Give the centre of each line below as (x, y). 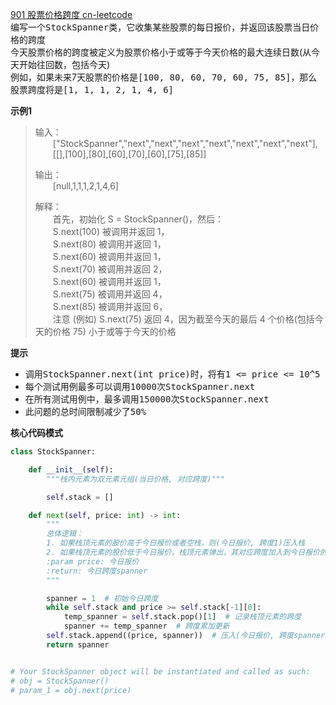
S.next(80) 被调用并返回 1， (109, 244)
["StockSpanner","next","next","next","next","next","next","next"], (185, 143)
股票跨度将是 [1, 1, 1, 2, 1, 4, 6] (92, 89)
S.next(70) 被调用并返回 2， (110, 269)
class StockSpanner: (53, 452)
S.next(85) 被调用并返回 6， (110, 306)
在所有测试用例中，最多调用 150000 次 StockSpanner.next (147, 399)
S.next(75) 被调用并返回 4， (110, 294)
